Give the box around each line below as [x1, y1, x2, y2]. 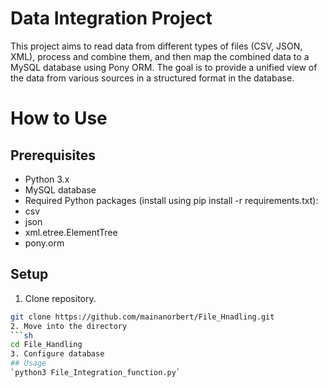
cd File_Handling [10, 340, 83, 350]
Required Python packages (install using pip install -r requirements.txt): [24, 194, 319, 206]
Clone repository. [24, 292, 97, 304]
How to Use [10, 107, 108, 130]
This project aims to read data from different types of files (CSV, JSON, [10, 40, 303, 52]
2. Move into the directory [10, 321, 128, 331]
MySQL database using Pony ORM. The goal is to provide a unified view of [10, 61, 318, 73]
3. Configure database [10, 349, 105, 359]
